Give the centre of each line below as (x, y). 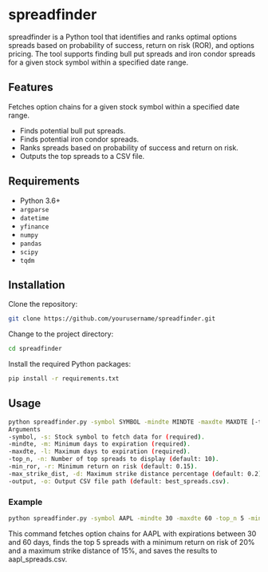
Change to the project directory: (61, 334)
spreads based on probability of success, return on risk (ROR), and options (132, 45)
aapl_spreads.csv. (38, 559)
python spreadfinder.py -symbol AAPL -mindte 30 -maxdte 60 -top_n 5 (126, 518)
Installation (37, 285)
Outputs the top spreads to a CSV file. (82, 156)
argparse (34, 209)
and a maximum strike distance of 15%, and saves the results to (113, 550)
